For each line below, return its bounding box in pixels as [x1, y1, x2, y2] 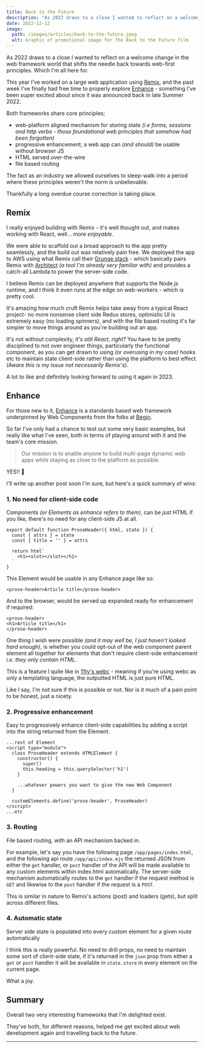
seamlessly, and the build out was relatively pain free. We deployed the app [6, 248, 195, 256]
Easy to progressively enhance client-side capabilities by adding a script [6, 721, 188, 729]
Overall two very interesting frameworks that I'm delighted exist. [6, 1011, 167, 1018]
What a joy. [6, 977, 35, 984]
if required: [6, 603, 34, 611]
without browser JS [15, 147, 64, 154]
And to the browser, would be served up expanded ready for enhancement [6, 597, 193, 604]
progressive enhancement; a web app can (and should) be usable [15, 141, 180, 148]
